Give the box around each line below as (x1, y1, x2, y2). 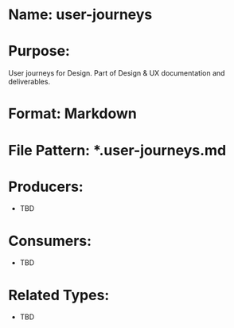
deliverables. (8, 77, 50, 87)
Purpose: (8, 42, 70, 61)
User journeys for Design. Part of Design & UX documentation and (8, 68, 225, 78)
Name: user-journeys (8, 6, 153, 24)
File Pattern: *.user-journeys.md (8, 141, 227, 159)
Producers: (8, 178, 84, 196)
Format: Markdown (8, 105, 137, 123)
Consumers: (8, 232, 92, 250)
